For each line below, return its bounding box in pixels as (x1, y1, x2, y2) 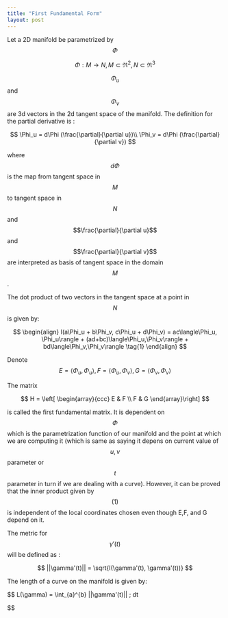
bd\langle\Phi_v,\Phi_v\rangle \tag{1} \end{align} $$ (43, 342, 187, 350)
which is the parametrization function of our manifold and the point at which (7, 429, 221, 437)
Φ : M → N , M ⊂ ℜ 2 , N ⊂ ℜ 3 (75, 59, 155, 69)
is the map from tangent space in (7, 172, 101, 181)
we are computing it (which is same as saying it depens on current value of (7, 437, 219, 445)
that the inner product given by (7, 487, 94, 495)
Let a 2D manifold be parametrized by (7, 35, 114, 43)
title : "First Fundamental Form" (7, 10, 103, 17)
